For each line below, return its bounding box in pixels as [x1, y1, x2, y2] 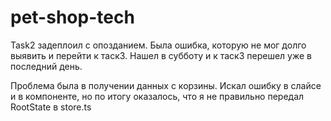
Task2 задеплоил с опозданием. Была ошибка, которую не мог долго [10, 39, 307, 51]
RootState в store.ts [10, 101, 92, 113]
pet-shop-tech [10, 6, 135, 29]
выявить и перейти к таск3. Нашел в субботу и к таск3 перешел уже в [10, 49, 312, 61]
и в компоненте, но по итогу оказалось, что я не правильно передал [10, 90, 305, 102]
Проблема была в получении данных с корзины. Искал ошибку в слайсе [10, 79, 322, 91]
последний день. [10, 60, 83, 72]
